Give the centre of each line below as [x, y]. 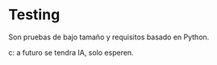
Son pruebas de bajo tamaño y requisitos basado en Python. [109, 37]
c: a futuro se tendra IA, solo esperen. [71, 52]
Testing [34, 15]
